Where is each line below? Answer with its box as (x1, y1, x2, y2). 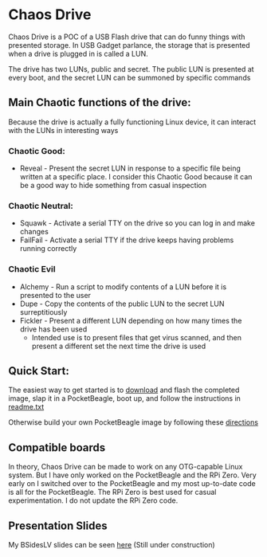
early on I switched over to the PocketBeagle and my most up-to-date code (8, 479, 257, 488)
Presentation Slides (8, 519, 108, 532)
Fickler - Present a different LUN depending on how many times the (19, 316, 242, 325)
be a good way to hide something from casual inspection (19, 181, 207, 190)
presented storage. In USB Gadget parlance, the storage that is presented (8, 40, 250, 49)
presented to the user (19, 290, 92, 300)
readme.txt (8, 402, 45, 412)
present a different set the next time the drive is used (31, 341, 206, 351)
